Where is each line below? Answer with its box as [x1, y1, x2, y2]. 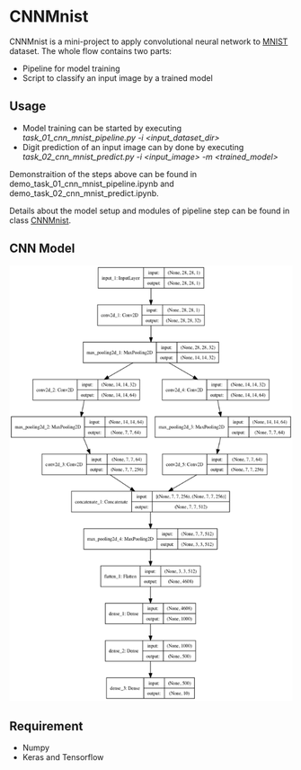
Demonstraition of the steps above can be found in [9, 168, 198, 179]
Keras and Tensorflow [22, 752, 104, 763]
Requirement [9, 718, 84, 734]
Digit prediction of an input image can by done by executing [22, 141, 244, 152]
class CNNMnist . [9, 214, 72, 226]
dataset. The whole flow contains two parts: [9, 45, 173, 56]
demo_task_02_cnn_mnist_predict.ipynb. [9, 187, 159, 199]
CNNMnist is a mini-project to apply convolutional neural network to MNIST [9, 36, 288, 47]
